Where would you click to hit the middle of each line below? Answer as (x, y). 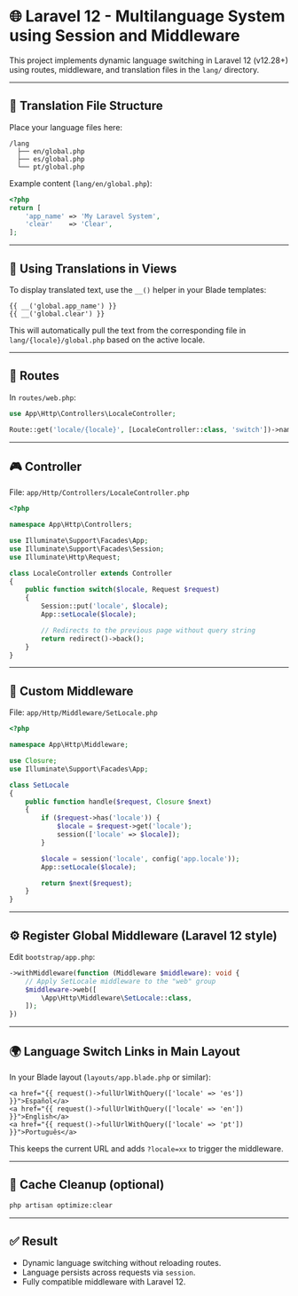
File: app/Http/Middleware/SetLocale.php (83, 712)
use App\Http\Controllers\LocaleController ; (93, 413)
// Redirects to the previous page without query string (148, 630)
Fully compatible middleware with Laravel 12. (104, 1281)
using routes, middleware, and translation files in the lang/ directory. (134, 69)
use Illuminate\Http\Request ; (65, 557)
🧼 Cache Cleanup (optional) (87, 1185)
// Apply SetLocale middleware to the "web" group (121, 981)
